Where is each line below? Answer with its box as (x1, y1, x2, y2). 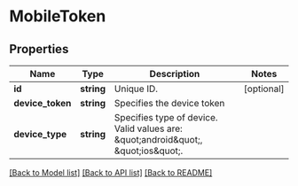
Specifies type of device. (114, 112, 219, 123)
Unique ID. (114, 82, 158, 95)
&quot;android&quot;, (114, 134, 203, 145)
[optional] (243, 82, 285, 95)
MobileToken (9, 6, 106, 27)
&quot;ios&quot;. (114, 144, 184, 157)
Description (149, 68, 200, 80)
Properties (9, 42, 69, 57)
